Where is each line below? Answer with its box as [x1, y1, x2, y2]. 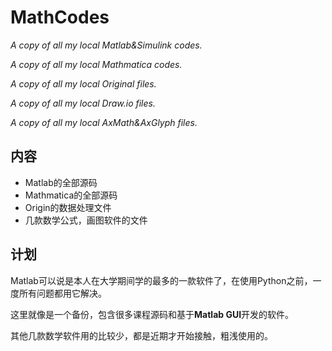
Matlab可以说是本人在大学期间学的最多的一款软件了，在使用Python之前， [10, 274, 313, 286]
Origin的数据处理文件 [24, 201, 112, 213]
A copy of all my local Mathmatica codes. [10, 58, 183, 70]
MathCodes [10, 6, 110, 29]
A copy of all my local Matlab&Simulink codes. [10, 39, 203, 51]
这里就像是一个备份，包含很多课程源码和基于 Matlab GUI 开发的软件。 [10, 308, 295, 320]
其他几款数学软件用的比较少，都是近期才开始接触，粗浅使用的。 [10, 329, 273, 341]
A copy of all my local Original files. [10, 77, 157, 90]
